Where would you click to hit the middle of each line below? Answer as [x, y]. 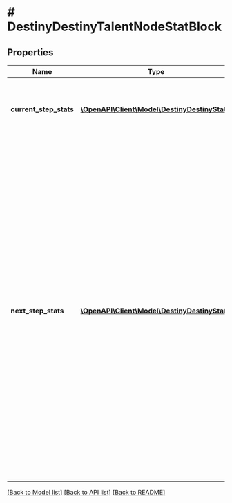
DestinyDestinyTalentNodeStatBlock [115, 27]
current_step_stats [42, 109]
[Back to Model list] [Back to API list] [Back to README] [86, 492]
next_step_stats [37, 311]
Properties [30, 52]
